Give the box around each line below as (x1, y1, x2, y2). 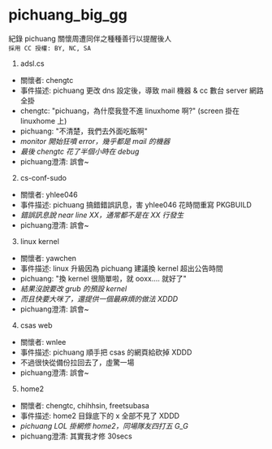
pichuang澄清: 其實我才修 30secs (19, 431, 132, 441)
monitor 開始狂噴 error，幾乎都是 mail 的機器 (19, 136, 171, 146)
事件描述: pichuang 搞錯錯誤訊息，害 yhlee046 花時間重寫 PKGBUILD (19, 199, 252, 209)
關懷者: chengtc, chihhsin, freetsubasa (19, 400, 150, 410)
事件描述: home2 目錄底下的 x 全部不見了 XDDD (19, 411, 180, 421)
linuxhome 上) (19, 116, 67, 125)
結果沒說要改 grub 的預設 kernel (19, 283, 127, 294)
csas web (19, 320, 53, 330)
